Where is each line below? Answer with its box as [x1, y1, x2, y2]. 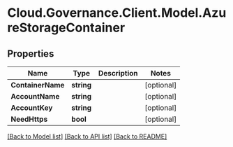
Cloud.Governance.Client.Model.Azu [7, 5, 227, 21]
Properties [7, 48, 54, 59]
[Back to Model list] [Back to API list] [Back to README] [7, 132, 167, 141]
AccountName [10, 92, 60, 101]
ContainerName [10, 80, 65, 90]
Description [98, 69, 138, 78]
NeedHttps [10, 114, 48, 124]
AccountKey [10, 103, 53, 113]
